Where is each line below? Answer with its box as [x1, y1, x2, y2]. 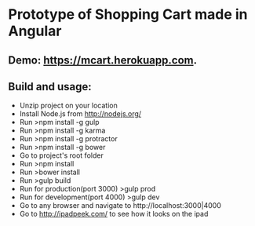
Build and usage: [8, 80, 92, 93]
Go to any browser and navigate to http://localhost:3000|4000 [19, 201, 221, 210]
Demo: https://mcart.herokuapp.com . [8, 53, 198, 67]
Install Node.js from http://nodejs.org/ [19, 109, 142, 118]
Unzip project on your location [19, 100, 118, 111]
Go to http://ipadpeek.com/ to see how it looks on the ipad [19, 210, 209, 219]
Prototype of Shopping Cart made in [8, 5, 248, 24]
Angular [8, 22, 62, 40]
